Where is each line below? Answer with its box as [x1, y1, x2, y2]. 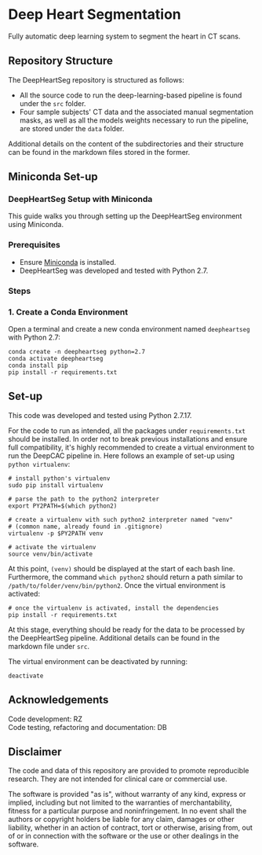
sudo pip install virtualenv [8, 481, 104, 489]
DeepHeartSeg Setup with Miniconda [8, 194, 153, 205]
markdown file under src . [8, 641, 90, 651]
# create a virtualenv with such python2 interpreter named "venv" [8, 516, 234, 523]
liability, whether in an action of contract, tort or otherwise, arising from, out [8, 823, 253, 832]
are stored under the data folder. [19, 123, 125, 133]
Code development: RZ [8, 714, 82, 724]
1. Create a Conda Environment [8, 306, 128, 317]
